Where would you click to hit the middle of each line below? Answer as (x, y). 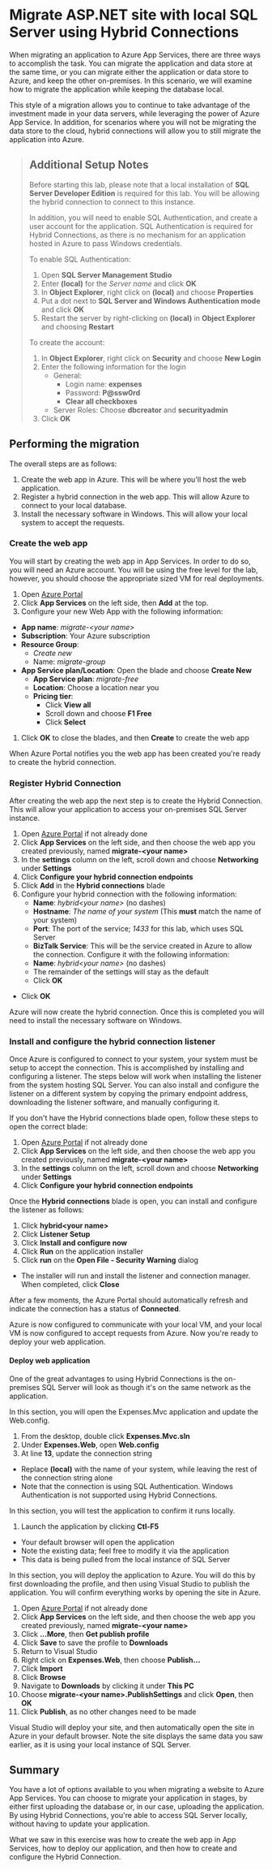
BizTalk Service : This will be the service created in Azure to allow (142, 946)
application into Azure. (47, 139)
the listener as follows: (47, 1210)
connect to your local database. (74, 505)
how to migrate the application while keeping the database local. (117, 89)
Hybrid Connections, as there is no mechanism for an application (137, 235)
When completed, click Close (70, 1285)
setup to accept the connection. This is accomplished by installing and (127, 1068)
